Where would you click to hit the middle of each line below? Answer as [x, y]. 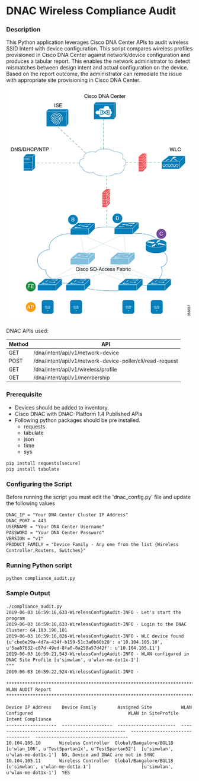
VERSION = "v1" [25, 539]
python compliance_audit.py [41, 579]
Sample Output [28, 593]
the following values [31, 503]
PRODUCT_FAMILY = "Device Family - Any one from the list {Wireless [92, 545]
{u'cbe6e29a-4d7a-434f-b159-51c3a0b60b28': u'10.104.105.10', [84, 642]
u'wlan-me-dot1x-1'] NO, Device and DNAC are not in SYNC [81, 755]
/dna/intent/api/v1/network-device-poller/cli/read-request [106, 361]
